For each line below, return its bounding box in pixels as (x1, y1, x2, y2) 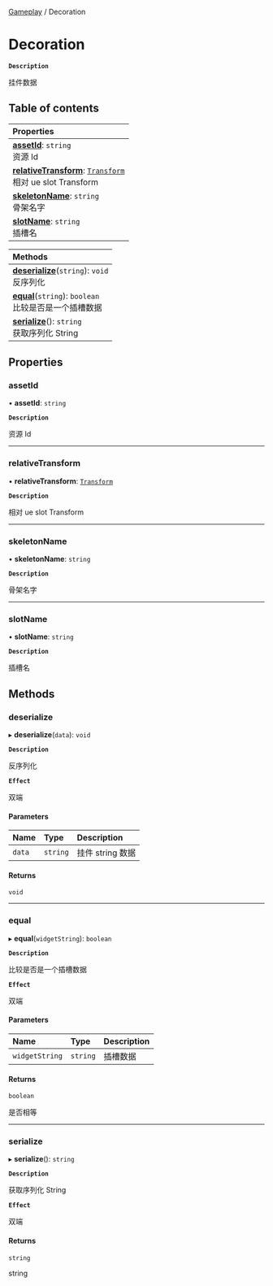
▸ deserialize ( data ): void (8, 730, 91, 740)
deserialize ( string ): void (12, 264, 109, 276)
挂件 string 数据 (76, 847, 136, 858)
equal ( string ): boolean (12, 290, 100, 302)
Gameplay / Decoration (8, 7, 86, 16)
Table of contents (8, 102, 99, 115)
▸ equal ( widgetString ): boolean (8, 933, 112, 943)
